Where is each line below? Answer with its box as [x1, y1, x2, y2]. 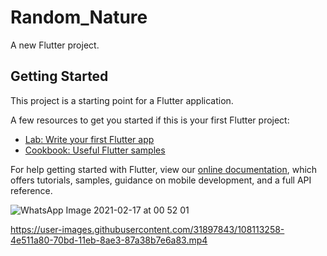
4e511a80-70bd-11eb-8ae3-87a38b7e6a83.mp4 [10, 234, 208, 246]
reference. [10, 184, 53, 196]
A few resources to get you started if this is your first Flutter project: [10, 114, 290, 126]
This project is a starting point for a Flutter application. [10, 94, 234, 106]
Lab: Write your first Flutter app [24, 133, 155, 145]
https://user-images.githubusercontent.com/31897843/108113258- [10, 223, 285, 235]
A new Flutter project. [10, 39, 100, 51]
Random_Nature [10, 6, 148, 29]
